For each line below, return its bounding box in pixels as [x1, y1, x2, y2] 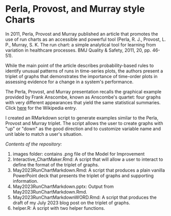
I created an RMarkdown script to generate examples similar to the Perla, [5, 114, 159, 121]
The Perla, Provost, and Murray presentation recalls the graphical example [5, 88, 162, 94]
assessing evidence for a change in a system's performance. [5, 79, 134, 85]
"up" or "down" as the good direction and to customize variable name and [5, 126, 161, 132]
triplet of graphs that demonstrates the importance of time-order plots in [5, 73, 158, 79]
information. [12, 178, 38, 184]
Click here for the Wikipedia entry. [5, 105, 78, 111]
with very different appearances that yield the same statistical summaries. [5, 99, 161, 105]
